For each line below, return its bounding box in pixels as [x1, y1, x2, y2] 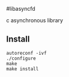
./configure [6, 55, 36, 61]
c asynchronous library [6, 17, 64, 23]
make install [6, 66, 39, 72]
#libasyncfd [6, 5, 36, 12]
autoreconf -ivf [6, 50, 47, 56]
